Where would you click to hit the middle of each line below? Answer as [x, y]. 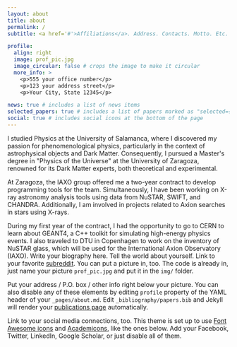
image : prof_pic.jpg [44, 60]
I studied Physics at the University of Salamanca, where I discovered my [112, 138]
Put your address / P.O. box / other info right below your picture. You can [113, 284]
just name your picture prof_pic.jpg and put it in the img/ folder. [101, 271]
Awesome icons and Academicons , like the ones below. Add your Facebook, [118, 328]
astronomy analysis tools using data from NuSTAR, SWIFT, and [109, 197]
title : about [26, 20]
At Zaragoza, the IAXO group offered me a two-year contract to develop [112, 182]
